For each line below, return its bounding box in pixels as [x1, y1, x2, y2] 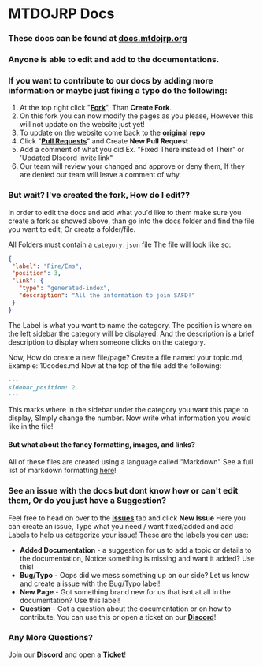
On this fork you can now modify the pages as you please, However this [19, 111, 254, 121]
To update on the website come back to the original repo [19, 128, 206, 138]
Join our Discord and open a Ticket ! [8, 650, 127, 659]
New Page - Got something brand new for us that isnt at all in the [19, 587, 231, 596]
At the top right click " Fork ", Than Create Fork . [19, 103, 172, 113]
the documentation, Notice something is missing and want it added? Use [19, 553, 255, 563]
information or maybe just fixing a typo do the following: [8, 84, 228, 95]
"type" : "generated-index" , [18, 285, 111, 293]
